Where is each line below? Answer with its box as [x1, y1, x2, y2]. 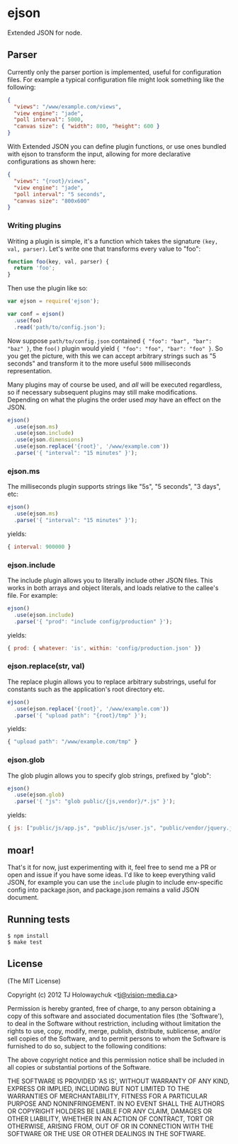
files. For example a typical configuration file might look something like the [7, 75, 225, 84]
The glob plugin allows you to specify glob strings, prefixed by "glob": [7, 771, 211, 780]
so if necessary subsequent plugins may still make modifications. [7, 387, 198, 396]
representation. [7, 366, 52, 375]
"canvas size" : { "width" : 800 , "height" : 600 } [13, 123, 160, 130]
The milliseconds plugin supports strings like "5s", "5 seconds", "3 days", [7, 482, 221, 491]
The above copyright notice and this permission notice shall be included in [7, 1055, 225, 1064]
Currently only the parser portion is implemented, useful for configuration [7, 67, 222, 76]
